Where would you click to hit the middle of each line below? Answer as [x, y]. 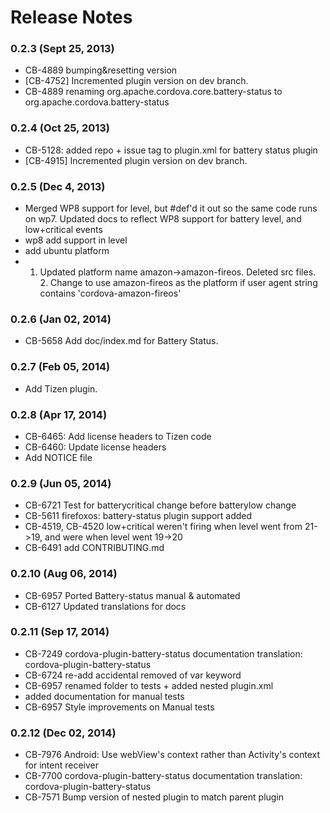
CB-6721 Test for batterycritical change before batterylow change [160, 505]
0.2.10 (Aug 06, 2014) [64, 574]
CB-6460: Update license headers [95, 447]
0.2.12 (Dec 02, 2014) [63, 733]
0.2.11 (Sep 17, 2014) [60, 632]
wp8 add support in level [76, 240]
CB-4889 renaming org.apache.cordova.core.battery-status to [153, 92]
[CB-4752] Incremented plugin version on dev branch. [136, 81]
